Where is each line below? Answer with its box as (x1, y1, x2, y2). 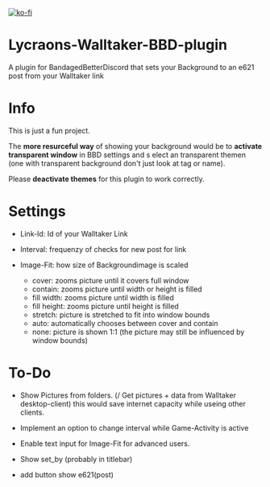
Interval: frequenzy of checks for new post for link (19, 244, 187, 254)
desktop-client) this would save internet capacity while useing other (19, 398, 247, 408)
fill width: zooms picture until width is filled (31, 292, 175, 302)
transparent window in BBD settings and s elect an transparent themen (8, 150, 246, 159)
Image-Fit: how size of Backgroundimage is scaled (19, 260, 189, 270)
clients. (19, 407, 44, 417)
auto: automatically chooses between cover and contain (31, 318, 219, 328)
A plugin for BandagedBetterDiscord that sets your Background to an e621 (8, 62, 255, 72)
